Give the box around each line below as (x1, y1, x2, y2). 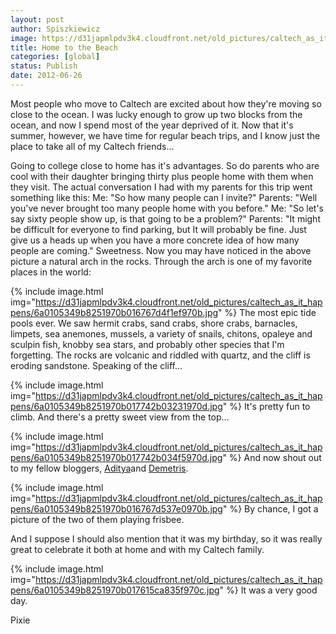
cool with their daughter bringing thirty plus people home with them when (10, 170, 314, 182)
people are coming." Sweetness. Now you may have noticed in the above (10, 244, 312, 256)
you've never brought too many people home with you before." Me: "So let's (10, 202, 324, 214)
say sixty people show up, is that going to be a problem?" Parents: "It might (10, 212, 321, 225)
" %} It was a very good (219, 584, 318, 596)
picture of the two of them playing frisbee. (10, 513, 185, 525)
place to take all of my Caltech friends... (10, 140, 175, 152)
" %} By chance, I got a (222, 502, 319, 515)
